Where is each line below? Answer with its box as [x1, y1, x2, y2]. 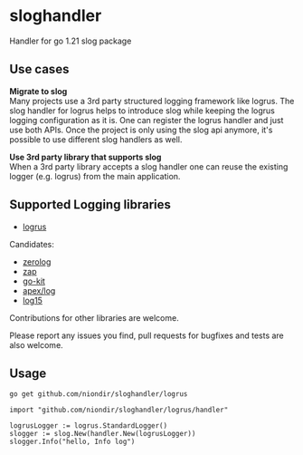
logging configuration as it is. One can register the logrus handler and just [9, 114, 284, 125]
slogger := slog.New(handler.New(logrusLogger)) [9, 430, 196, 439]
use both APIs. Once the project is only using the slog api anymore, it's [9, 124, 273, 135]
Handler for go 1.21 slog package [9, 35, 132, 46]
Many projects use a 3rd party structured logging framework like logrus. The [9, 95, 295, 106]
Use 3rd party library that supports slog [9, 151, 162, 162]
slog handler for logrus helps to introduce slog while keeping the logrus [9, 105, 276, 116]
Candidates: [9, 238, 54, 249]
